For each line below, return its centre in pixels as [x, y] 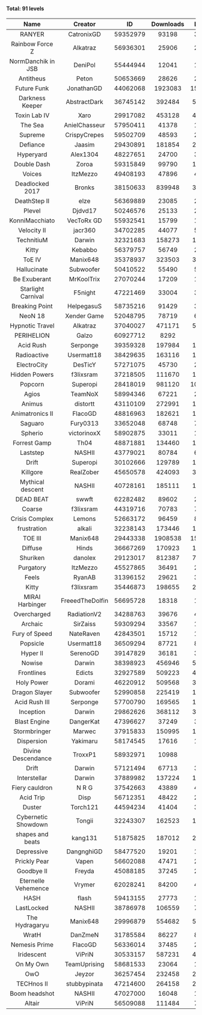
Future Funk [32, 88]
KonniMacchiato [32, 221]
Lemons [84, 519]
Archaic [32, 624]
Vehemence [32, 888]
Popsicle [32, 644]
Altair [32, 1004]
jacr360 [84, 230]
